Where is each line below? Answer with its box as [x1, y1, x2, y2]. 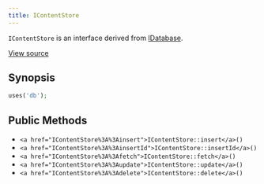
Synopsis [8, 72, 55, 85]
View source [8, 48, 49, 57]
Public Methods [8, 113, 88, 127]
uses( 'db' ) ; [8, 92, 47, 100]
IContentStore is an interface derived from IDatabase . [8, 33, 183, 42]
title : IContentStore [8, 11, 80, 20]
